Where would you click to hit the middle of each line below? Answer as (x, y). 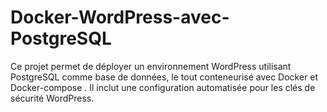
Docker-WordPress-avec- (120, 17)
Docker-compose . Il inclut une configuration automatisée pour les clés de (163, 87)
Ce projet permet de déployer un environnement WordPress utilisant (151, 66)
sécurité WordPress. (52, 98)
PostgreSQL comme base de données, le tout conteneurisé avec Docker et (164, 77)
